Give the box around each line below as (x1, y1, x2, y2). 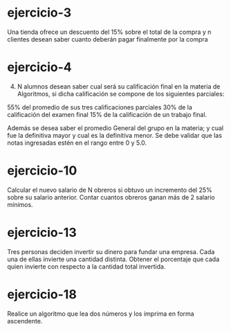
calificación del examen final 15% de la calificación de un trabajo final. (7, 110, 207, 118)
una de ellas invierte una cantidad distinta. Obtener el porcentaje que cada (7, 255, 220, 263)
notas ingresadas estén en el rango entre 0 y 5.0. (7, 138, 147, 147)
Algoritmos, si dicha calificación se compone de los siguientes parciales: (17, 89, 225, 98)
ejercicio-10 (7, 163, 77, 179)
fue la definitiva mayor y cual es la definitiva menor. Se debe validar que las (7, 131, 223, 139)
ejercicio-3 (7, 5, 71, 21)
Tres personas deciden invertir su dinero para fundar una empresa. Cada (7, 247, 215, 256)
